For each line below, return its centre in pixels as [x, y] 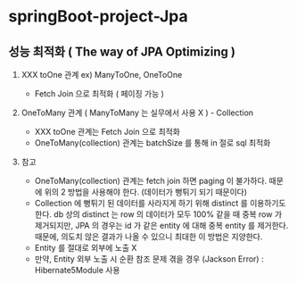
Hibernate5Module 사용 [77, 270]
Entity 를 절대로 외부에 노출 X [86, 248]
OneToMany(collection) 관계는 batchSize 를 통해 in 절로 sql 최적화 [153, 143]
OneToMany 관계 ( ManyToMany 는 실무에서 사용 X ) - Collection [137, 113]
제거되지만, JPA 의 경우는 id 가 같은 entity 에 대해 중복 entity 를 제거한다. [161, 226]
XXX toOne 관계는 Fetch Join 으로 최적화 [107, 132]
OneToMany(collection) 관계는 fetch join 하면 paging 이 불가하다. [151, 181]
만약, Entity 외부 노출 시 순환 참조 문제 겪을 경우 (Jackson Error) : [149, 259]
